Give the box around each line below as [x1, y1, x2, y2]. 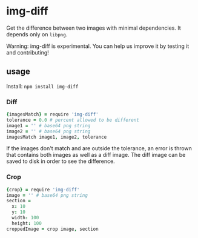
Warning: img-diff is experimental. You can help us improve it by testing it [6, 42, 190, 50]
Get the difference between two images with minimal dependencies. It [6, 24, 181, 31]
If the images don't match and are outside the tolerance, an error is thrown [6, 145, 193, 152]
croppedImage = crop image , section [6, 226, 99, 232]
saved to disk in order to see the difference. [6, 157, 115, 165]
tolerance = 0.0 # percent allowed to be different [6, 117, 139, 123]
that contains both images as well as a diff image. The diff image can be [6, 151, 186, 159]
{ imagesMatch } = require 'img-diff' [6, 111, 99, 117]
